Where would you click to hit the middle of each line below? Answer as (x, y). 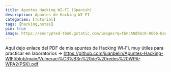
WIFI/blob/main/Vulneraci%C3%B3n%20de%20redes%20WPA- (73, 59)
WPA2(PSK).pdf (22, 64)
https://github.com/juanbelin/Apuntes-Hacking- (113, 53)
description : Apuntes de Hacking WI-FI (48, 15)
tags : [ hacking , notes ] (29, 24)
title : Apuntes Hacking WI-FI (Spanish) (49, 10)
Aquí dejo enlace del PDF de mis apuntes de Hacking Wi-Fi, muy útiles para (84, 48)
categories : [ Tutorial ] (31, 19)
